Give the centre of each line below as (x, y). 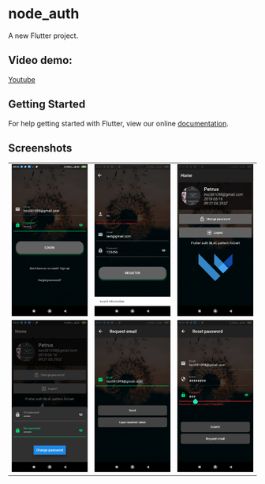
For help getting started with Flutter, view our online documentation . (118, 123)
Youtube (22, 79)
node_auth (44, 14)
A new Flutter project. (43, 36)
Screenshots (40, 148)
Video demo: (40, 60)
